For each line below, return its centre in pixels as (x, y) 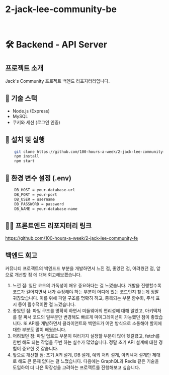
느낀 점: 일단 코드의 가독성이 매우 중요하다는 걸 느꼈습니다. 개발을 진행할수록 (87, 285)
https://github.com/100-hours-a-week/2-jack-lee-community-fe (72, 238)
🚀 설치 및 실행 (25, 140)
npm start (25, 161)
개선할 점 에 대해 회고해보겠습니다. (48, 275)
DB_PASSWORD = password (39, 204)
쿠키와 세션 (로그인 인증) (36, 122)
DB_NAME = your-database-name (46, 209)
